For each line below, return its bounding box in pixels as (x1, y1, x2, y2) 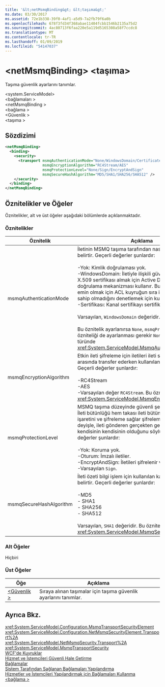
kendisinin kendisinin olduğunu (77, 428, 149, 435)
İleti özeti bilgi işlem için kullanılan (77, 473, 155, 480)
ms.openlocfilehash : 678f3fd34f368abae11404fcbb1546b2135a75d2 (5, 21, 137, 26)
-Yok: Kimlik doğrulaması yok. (77, 264, 146, 271)
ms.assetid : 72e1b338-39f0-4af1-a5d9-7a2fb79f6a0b (5, 16, 111, 21)
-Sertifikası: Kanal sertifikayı (77, 301, 143, 308)
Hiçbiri (5, 554, 19, 560)
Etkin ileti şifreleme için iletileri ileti (77, 352, 156, 359)
